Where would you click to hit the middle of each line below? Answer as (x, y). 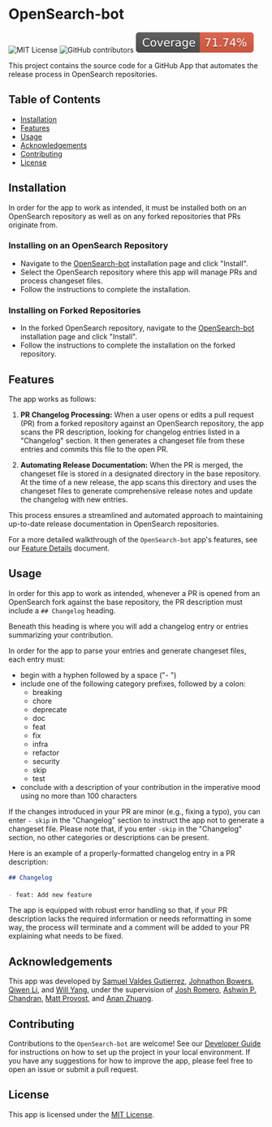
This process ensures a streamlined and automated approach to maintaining (136, 515)
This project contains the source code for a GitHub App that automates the (133, 65)
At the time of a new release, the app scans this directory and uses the (138, 482)
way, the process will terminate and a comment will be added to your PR (129, 927)
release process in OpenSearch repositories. (83, 74)
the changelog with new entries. (74, 499)
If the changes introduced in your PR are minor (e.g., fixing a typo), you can (135, 811)
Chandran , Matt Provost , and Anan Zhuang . (81, 999)
